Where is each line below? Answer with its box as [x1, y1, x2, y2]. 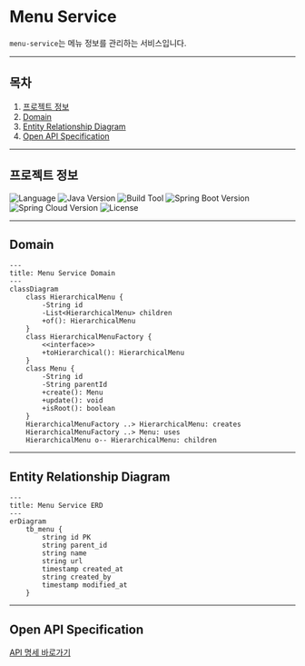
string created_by [42, 572, 112, 582]
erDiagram [9, 517, 47, 526]
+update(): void [42, 396, 103, 405]
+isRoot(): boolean [42, 404, 116, 413]
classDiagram [9, 284, 59, 294]
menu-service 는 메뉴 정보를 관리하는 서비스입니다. [9, 37, 187, 48]
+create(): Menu [42, 388, 103, 397]
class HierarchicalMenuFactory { [25, 333, 152, 342]
